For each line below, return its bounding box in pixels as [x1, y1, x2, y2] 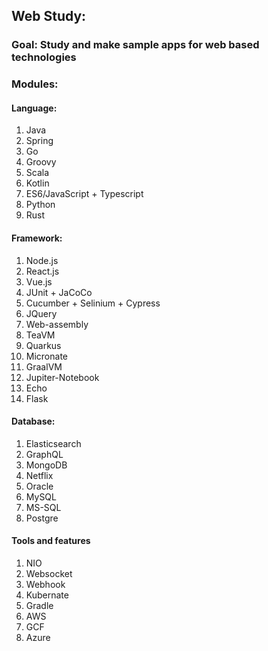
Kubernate [25, 589, 69, 601]
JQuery [25, 307, 58, 319]
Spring [25, 135, 54, 147]
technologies [11, 50, 77, 64]
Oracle [25, 480, 54, 492]
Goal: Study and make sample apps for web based [11, 38, 260, 52]
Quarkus [25, 339, 62, 351]
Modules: [11, 77, 59, 91]
